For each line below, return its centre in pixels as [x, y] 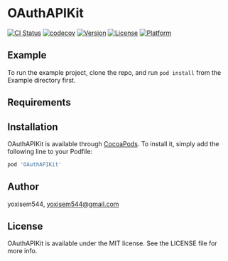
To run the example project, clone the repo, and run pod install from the [114, 72]
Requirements [39, 102]
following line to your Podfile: [50, 151]
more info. [22, 251]
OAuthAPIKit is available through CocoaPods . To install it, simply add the [113, 143]
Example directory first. [42, 80]
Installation [33, 127]
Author [23, 187]
